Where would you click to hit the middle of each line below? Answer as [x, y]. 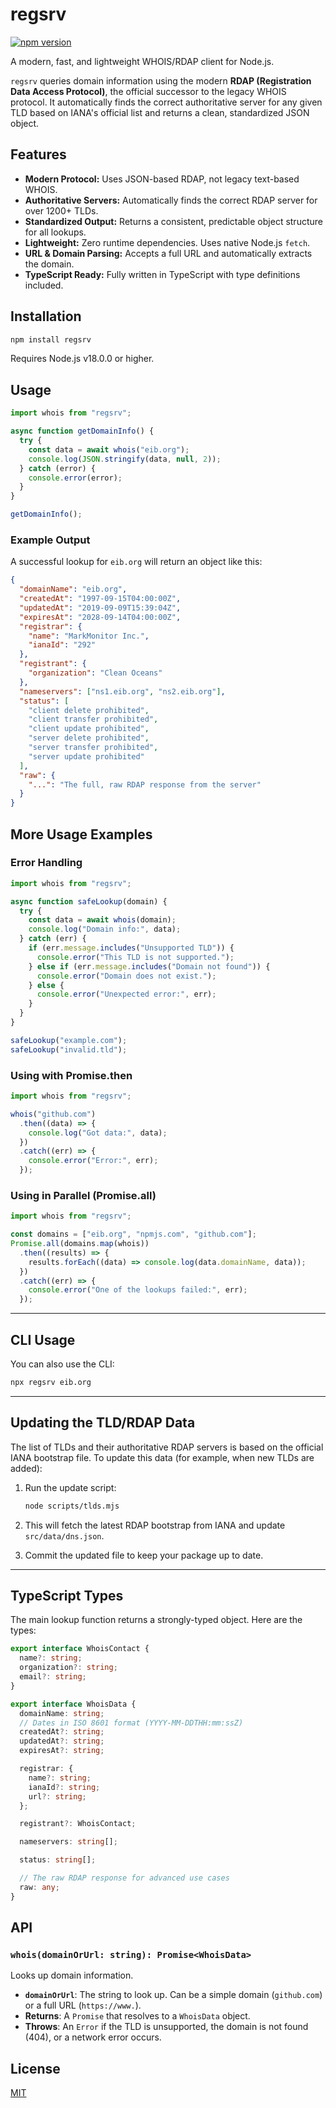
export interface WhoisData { [73, 1704]
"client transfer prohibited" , [93, 719]
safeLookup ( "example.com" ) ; [69, 1040]
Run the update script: [70, 1487]
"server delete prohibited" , [89, 738]
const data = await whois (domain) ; [102, 920]
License [35, 2068]
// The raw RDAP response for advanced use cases [124, 1878]
